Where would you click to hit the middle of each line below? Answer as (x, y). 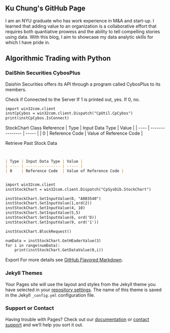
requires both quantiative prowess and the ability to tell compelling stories (83, 31)
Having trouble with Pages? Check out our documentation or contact (77, 319)
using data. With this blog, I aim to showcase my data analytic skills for (79, 37)
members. (16, 89)
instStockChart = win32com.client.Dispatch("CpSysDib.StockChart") (78, 189)
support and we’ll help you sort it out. (44, 325)
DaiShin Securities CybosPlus (43, 73)
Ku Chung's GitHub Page (45, 8)
